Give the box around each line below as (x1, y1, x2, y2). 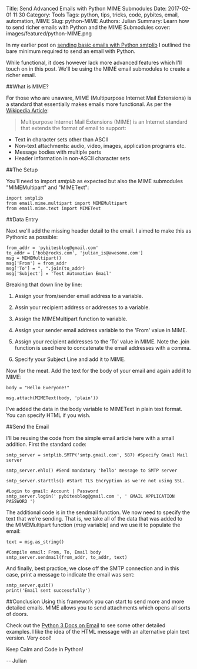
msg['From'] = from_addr (6, 260, 67, 266)
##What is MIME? (6, 83, 49, 90)
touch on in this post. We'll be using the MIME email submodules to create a (6, 65, 190, 72)
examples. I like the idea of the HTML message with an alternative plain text (6, 628, 189, 635)
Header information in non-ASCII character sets (14, 155, 131, 161)
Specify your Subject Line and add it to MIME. (14, 356, 126, 363)
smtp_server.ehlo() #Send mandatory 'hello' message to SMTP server (6, 468, 178, 473)
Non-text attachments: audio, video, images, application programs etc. (14, 143, 186, 149)
